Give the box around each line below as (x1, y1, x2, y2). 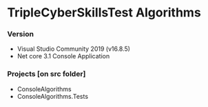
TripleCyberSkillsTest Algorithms (7, 5, 201, 21)
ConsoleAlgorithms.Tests (17, 92, 88, 100)
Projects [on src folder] (7, 69, 86, 79)
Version (7, 29, 34, 39)
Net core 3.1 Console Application (17, 52, 110, 60)
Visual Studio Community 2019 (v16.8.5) (17, 45, 131, 53)
